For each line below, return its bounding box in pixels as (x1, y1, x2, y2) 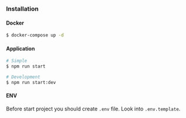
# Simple (6, 58, 27, 64)
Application (6, 45, 35, 52)
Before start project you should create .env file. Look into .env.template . (6, 105, 181, 112)
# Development (6, 74, 41, 80)
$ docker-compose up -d (6, 32, 64, 38)
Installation (6, 5, 39, 13)
